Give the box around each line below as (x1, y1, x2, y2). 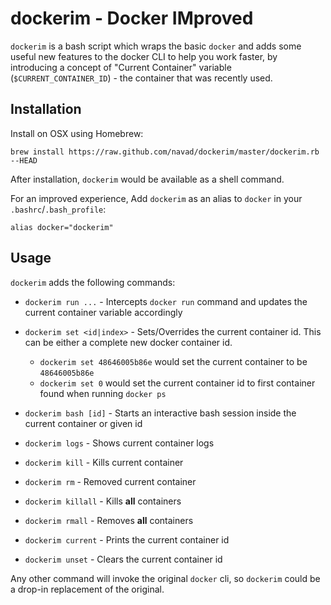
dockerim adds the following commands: (10, 276, 176, 288)
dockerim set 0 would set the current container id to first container (39, 377, 316, 389)
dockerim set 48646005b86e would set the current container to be (39, 355, 308, 367)
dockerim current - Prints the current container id (24, 533, 230, 546)
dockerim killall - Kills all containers (24, 495, 182, 507)
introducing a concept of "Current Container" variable (10, 61, 232, 73)
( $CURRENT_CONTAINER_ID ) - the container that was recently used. (10, 72, 273, 84)
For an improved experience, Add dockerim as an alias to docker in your (10, 192, 303, 204)
